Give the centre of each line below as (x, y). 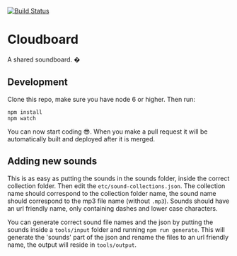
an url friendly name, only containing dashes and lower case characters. (112, 208)
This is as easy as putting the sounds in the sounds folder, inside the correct (118, 178)
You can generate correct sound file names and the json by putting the (110, 222)
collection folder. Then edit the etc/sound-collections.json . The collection (116, 186)
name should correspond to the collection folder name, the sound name (112, 193)
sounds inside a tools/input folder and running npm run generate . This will (116, 229)
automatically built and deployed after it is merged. (81, 139)
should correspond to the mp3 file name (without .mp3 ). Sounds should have (118, 201)
